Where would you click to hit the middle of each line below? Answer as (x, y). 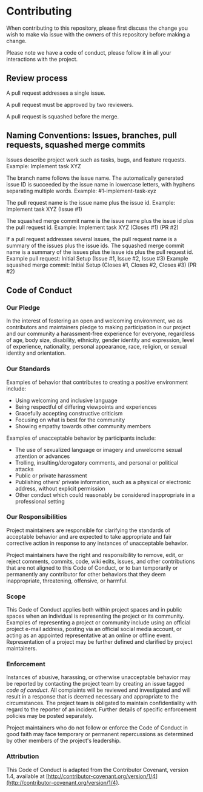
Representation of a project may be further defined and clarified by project (99, 642)
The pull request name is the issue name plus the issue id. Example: (91, 202)
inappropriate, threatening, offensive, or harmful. (67, 581)
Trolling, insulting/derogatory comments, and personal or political (97, 462)
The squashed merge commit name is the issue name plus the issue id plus (100, 220)
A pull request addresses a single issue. (56, 93)
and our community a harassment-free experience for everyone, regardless (101, 334)
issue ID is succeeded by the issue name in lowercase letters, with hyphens (101, 184)
